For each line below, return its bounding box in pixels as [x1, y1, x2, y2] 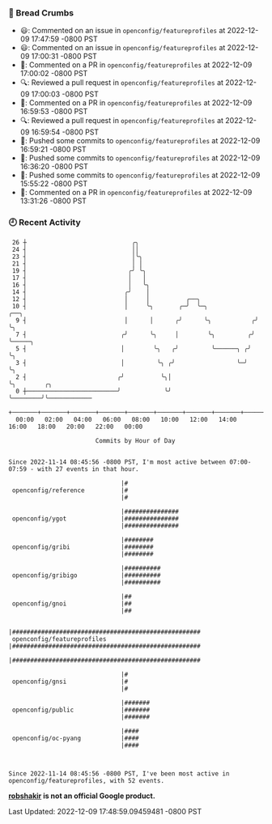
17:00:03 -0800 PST [31, 89, 99, 100]
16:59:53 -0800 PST [19, 107, 88, 117]
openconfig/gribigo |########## [11, 571, 161, 580]
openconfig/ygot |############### [11, 514, 180, 523]
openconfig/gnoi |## [11, 599, 132, 608]
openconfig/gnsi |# [11, 677, 129, 686]
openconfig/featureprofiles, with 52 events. [8, 776, 164, 784]
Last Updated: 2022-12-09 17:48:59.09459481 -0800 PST [8, 806, 202, 816]
